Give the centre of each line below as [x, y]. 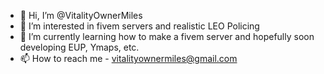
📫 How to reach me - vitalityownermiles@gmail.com [128, 58]
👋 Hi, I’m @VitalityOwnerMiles [81, 15]
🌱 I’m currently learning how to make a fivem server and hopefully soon [167, 36]
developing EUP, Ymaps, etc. [79, 47]
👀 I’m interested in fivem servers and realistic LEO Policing [139, 26]
